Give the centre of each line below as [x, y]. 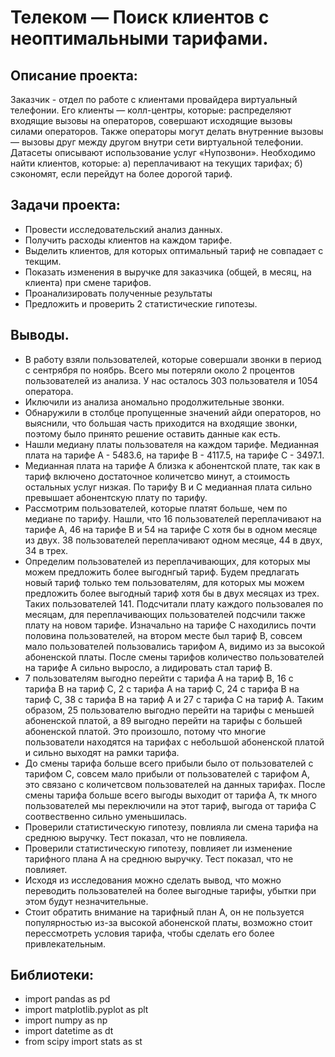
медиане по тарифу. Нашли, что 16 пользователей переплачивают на [173, 518]
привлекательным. [65, 943]
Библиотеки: [52, 975]
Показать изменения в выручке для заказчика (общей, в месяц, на [168, 272]
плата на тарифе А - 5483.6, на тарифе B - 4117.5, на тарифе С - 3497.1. [174, 455]
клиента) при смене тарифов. [88, 282]
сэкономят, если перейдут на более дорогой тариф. [121, 174]
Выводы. [40, 335]
